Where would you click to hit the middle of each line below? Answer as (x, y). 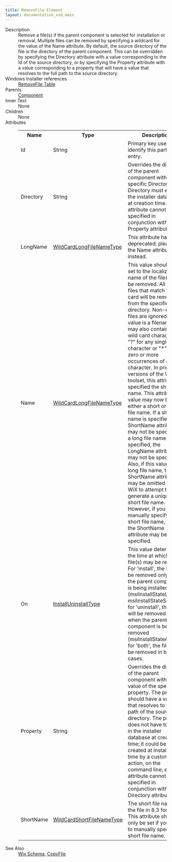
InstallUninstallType (77, 604)
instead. (137, 256)
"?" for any (141, 342)
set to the (139, 271)
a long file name (147, 438)
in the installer (145, 731)
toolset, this (142, 380)
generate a (141, 496)
